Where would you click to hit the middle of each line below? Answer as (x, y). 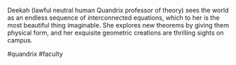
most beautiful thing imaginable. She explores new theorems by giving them (118, 25)
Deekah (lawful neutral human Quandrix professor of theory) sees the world (118, 10)
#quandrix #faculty (35, 54)
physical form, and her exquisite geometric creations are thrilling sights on (116, 32)
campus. (20, 40)
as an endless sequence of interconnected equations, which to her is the (113, 18)
